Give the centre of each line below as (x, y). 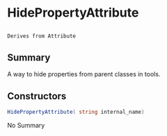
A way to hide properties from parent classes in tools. (84, 74)
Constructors (37, 96)
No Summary (26, 125)
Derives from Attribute (42, 36)
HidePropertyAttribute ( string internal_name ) (76, 112)
